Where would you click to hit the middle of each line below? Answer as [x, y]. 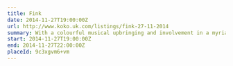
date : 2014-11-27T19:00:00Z [48, 20]
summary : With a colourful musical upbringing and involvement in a [108, 33]
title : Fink [24, 13]
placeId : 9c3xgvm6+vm [38, 52]
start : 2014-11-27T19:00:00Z [49, 39]
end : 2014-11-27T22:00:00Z [46, 45]
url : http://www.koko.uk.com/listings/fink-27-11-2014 [88, 26]
